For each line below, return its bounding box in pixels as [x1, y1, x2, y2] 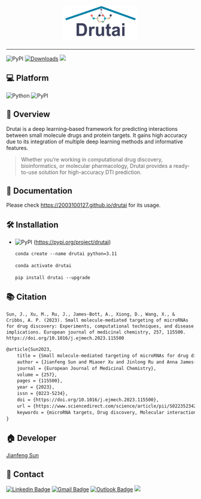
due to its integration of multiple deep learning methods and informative [6, 137, 184, 145]
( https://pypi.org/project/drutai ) [33, 238, 111, 246]
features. [6, 144, 29, 151]
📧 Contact [6, 469, 44, 479]
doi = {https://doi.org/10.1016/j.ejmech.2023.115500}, [17, 397, 160, 403]
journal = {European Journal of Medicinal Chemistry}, [17, 365, 157, 371]
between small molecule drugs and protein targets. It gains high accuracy [6, 131, 187, 139]
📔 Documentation [6, 185, 73, 196]
